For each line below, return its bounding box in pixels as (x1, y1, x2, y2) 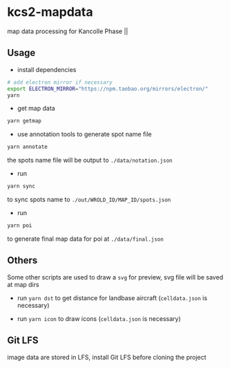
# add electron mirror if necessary (7, 79, 113, 86)
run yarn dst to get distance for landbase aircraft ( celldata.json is (17, 293, 208, 302)
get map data (17, 104, 55, 113)
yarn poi (7, 222, 32, 229)
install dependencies (17, 65, 77, 73)
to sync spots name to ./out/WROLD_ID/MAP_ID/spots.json (7, 195, 171, 203)
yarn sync (7, 183, 36, 190)
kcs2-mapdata (7, 4, 93, 20)
